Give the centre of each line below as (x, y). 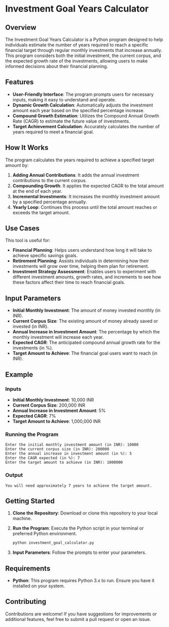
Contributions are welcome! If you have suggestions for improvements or (81, 614)
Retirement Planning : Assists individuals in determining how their (81, 261)
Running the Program (32, 434)
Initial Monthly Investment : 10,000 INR (53, 400)
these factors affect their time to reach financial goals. (69, 282)
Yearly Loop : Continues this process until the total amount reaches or (85, 207)
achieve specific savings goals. (45, 256)
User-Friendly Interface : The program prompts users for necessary (83, 94)
